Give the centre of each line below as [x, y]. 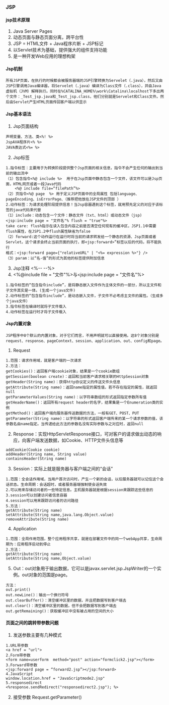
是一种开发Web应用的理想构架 [44, 56]
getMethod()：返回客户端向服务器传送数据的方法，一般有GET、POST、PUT [72, 413]
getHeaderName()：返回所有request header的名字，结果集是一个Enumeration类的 [83, 402]
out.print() [18, 589]
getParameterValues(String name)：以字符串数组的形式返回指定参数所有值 [76, 397]
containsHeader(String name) [36, 459]
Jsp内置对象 [19, 324]
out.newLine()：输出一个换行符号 [37, 595]
